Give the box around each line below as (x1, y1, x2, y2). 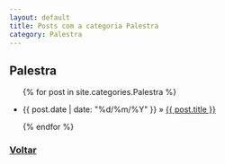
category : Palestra (9, 30, 83, 39)
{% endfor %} (22, 122, 75, 133)
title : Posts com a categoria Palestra (9, 22, 159, 30)
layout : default (9, 13, 70, 22)
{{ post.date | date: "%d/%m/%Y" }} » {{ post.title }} (22, 104, 216, 115)
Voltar (9, 144, 38, 157)
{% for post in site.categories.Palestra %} (22, 87, 177, 98)
